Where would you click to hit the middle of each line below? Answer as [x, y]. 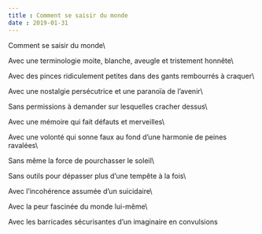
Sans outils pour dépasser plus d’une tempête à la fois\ [97, 176]
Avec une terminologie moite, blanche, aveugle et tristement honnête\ [121, 61]
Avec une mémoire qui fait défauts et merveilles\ [87, 121]
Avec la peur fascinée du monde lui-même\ [78, 206]
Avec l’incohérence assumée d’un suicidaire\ [80, 191]
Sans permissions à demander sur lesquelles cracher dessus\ [108, 106]
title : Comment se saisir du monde [68, 15]
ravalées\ [23, 145]
